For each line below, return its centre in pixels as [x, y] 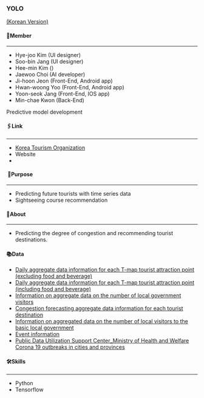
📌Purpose [20, 174]
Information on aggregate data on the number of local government [98, 295]
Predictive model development [45, 112]
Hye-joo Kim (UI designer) [48, 55]
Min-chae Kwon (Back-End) [50, 100]
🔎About [16, 214]
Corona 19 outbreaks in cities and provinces [70, 347]
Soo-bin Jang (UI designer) [49, 61]
